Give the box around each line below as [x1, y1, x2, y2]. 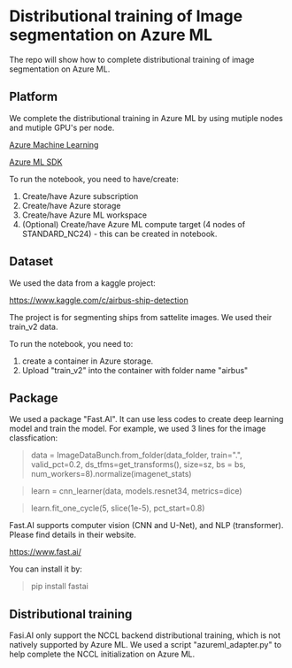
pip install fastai [30, 581, 88, 592]
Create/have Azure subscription [21, 190, 139, 201]
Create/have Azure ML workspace [21, 210, 148, 220]
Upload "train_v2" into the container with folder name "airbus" [21, 365, 249, 375]
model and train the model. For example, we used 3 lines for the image [9, 423, 266, 434]
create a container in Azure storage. [21, 356, 154, 366]
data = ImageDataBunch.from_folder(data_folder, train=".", [30, 449, 243, 461]
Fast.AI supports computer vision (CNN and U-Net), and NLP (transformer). [9, 520, 284, 531]
